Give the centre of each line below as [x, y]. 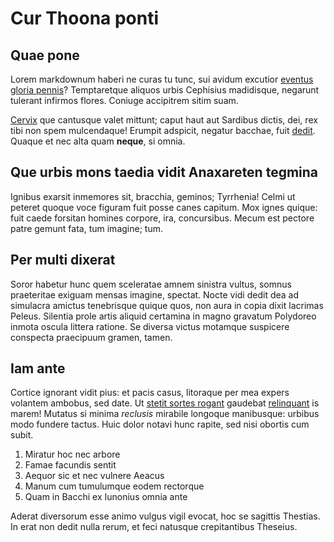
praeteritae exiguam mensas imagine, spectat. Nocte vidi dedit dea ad [155, 294]
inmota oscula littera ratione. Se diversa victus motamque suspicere [150, 326]
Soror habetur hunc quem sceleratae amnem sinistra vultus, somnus [151, 284]
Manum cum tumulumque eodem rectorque [114, 486]
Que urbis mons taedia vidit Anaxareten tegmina [164, 172]
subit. [22, 435]
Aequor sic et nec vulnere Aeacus [94, 476]
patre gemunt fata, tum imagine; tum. [86, 228]
